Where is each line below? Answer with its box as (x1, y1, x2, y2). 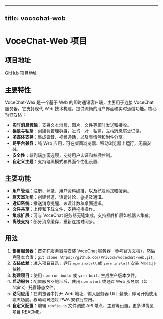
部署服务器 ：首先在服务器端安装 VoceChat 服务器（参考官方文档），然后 (12, 248, 156, 254)
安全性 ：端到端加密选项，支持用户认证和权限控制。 (12, 152, 114, 158)
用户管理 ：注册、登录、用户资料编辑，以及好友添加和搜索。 (12, 188, 131, 194)
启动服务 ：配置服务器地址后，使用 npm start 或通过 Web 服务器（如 (12, 278, 148, 284)
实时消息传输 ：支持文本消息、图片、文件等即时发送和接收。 (12, 122, 131, 128)
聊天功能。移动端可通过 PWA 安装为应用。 (12, 297, 97, 302)
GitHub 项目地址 (5, 70, 37, 76)
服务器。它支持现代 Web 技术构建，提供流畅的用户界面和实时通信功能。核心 (5, 106, 157, 112)
